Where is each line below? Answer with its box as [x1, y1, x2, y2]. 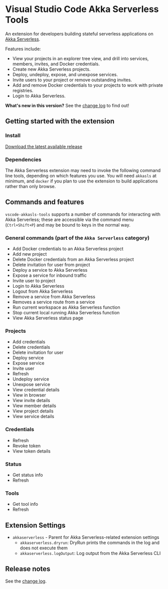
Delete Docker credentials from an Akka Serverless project [12, 257, 134, 263]
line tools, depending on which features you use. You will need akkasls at [5, 172, 157, 178]
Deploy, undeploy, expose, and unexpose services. [12, 71, 118, 77]
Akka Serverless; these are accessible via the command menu [5, 217, 134, 223]
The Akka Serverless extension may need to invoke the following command [5, 167, 161, 173]
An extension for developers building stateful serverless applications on [5, 31, 154, 37]
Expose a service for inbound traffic [12, 272, 87, 279]
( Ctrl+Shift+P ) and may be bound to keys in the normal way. [5, 222, 130, 228]
